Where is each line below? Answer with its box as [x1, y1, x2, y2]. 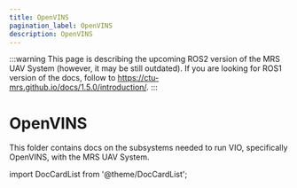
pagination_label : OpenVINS [9, 21, 113, 30]
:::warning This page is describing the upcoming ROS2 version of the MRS [9, 54, 281, 65]
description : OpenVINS [9, 29, 93, 38]
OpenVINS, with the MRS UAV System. [9, 152, 150, 162]
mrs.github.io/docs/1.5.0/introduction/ [9, 82, 147, 93]
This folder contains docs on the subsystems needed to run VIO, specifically [9, 143, 288, 153]
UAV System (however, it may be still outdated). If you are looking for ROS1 [9, 63, 282, 74]
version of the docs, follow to [9, 73, 116, 83]
